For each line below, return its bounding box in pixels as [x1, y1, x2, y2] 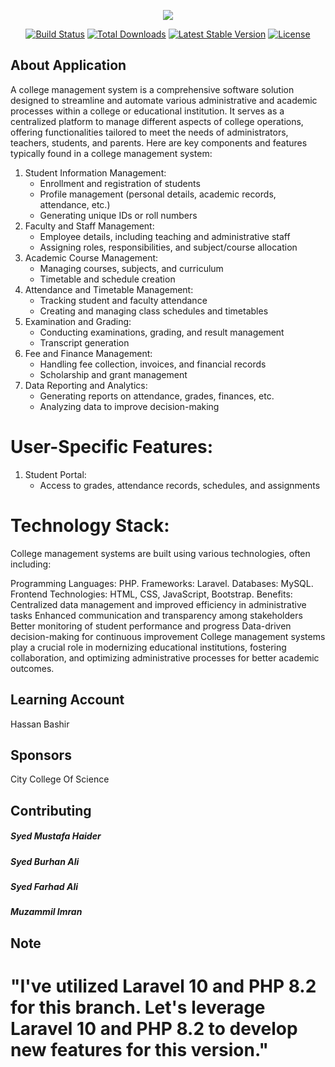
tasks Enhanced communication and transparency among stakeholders [10, 609, 303, 621]
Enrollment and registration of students [39, 177, 201, 189]
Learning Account [10, 691, 125, 709]
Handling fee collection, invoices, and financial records [39, 358, 267, 370]
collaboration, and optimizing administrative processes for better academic [10, 651, 320, 664]
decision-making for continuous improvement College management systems [10, 630, 326, 642]
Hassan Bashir [10, 718, 70, 730]
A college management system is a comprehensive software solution [10, 83, 295, 95]
